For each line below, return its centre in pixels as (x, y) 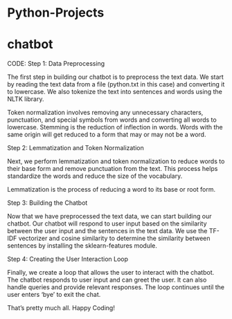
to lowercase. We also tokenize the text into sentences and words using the (115, 92)
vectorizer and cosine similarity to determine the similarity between (114, 238)
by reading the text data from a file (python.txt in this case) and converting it (116, 84)
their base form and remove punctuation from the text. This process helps (113, 169)
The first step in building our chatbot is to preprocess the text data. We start (115, 77)
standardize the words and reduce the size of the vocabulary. (95, 176)
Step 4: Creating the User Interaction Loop (68, 259)
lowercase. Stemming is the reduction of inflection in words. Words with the (115, 127)
